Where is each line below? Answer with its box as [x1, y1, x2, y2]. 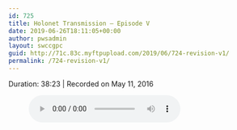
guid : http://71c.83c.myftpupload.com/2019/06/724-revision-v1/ [8, 49, 230, 57]
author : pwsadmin [8, 34, 67, 43]
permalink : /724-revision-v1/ [8, 57, 111, 65]
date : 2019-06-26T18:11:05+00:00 [8, 27, 121, 35]
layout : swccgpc [8, 42, 63, 50]
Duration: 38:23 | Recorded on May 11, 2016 [8, 78, 154, 89]
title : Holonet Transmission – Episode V [8, 19, 150, 27]
